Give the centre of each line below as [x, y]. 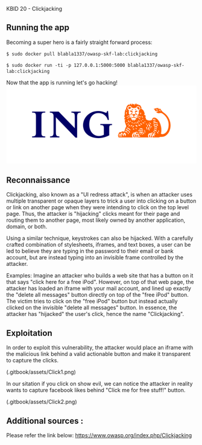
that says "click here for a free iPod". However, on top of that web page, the [100, 282]
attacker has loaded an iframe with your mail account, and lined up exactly [99, 288]
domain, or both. [27, 227]
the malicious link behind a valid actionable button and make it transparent [99, 354]
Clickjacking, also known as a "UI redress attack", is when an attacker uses [99, 195]
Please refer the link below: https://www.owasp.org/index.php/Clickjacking [99, 435]
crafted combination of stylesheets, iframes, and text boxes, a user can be [99, 245]
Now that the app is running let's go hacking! [62, 82]
